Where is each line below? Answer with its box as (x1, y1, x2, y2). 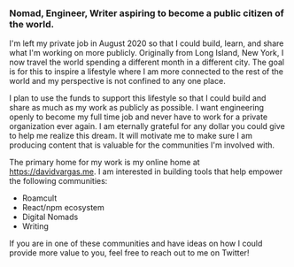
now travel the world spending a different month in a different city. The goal (9, 57, 285, 68)
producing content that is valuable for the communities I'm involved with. (9, 140, 275, 150)
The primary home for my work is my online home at (9, 157, 201, 168)
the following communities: (9, 176, 108, 187)
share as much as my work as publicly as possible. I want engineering (9, 103, 264, 113)
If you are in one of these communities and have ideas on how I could (9, 238, 263, 249)
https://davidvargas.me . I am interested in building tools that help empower (9, 166, 283, 177)
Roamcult (21, 193, 58, 203)
